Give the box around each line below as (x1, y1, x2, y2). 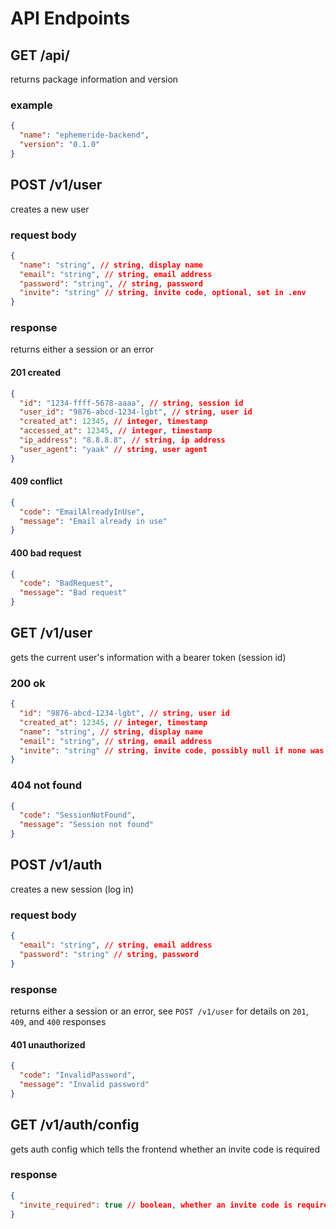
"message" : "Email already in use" (19, 516, 168, 526)
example (10, 98, 53, 112)
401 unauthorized (10, 1038, 86, 1051)
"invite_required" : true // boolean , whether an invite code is (19, 1200, 293, 1210)
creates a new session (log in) (10, 883, 135, 895)
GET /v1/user (10, 625, 93, 642)
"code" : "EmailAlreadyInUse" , (19, 507, 145, 517)
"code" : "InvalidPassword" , (19, 1070, 137, 1081)
